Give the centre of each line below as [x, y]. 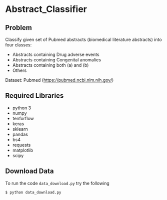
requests [21, 145]
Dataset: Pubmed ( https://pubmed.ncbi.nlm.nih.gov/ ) [59, 80]
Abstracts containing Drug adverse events [56, 54]
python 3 [22, 108]
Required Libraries [34, 96]
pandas [20, 134]
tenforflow [23, 118]
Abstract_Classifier [46, 9]
